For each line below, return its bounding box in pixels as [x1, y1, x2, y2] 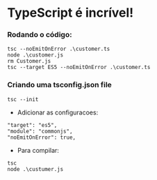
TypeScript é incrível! [7, 5, 134, 21]
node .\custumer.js [7, 165, 64, 172]
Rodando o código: [7, 30, 72, 40]
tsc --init [7, 96, 39, 103]
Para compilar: [17, 146, 59, 154]
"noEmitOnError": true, [7, 134, 76, 141]
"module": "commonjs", [7, 128, 73, 135]
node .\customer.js [7, 52, 64, 59]
